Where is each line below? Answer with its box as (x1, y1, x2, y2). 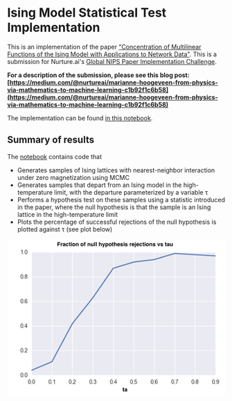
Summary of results (7, 134, 95, 146)
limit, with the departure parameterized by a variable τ (54, 188, 208, 196)
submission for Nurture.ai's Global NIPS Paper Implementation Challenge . (7, 57, 217, 65)
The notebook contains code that (7, 152, 102, 161)
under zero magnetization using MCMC (17, 173, 130, 181)
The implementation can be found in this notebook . (7, 113, 153, 122)
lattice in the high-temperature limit (17, 210, 118, 218)
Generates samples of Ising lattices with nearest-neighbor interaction (17, 165, 215, 174)
